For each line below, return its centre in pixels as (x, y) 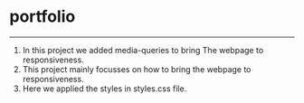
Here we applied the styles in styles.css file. (104, 89)
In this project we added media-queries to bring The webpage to (143, 50)
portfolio (43, 17)
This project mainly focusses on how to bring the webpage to (137, 69)
